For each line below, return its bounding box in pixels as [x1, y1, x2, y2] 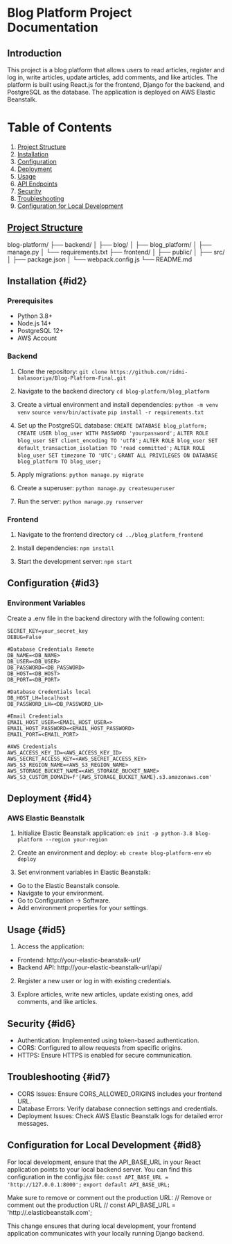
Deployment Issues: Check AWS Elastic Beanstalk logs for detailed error [17, 1111, 224, 1120]
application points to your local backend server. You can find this [7, 1165, 193, 1173]
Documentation [7, 19, 99, 35]
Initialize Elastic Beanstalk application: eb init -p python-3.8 [17, 829, 193, 837]
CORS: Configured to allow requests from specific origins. [17, 1044, 183, 1052]
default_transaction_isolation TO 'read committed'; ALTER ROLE [17, 444, 206, 451]
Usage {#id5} [7, 923, 66, 936]
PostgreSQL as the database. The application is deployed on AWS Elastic [7, 88, 216, 96]
